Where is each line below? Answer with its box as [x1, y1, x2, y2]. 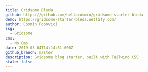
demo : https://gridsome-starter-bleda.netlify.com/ [5, 17, 116, 22]
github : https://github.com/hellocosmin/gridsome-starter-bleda [5, 12, 143, 17]
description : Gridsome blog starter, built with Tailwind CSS [5, 54, 139, 60]
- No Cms [10, 41, 28, 46]
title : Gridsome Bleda [5, 7, 53, 13]
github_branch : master [5, 50, 53, 55]
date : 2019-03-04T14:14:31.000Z [5, 45, 73, 50]
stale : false [5, 59, 33, 64]
